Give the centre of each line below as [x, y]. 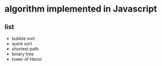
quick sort [22, 44]
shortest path [25, 49]
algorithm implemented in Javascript [81, 9]
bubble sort [23, 38]
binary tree [23, 54]
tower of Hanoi [27, 59]
